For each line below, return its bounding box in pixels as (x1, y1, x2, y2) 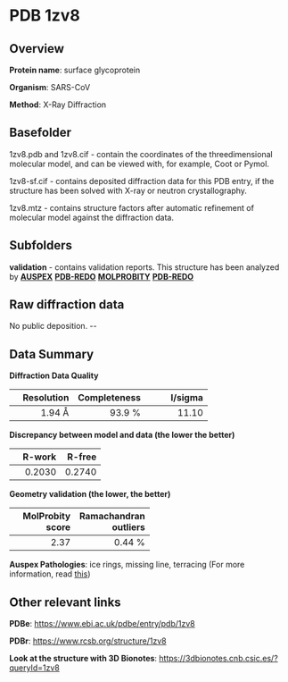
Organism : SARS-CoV (9, 82, 91, 92)
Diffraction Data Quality (9, 370, 99, 381)
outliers (111, 521, 145, 534)
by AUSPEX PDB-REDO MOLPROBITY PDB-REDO (9, 271, 194, 282)
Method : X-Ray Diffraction (9, 99, 107, 110)
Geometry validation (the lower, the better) (9, 489, 171, 500)
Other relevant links (9, 594, 122, 610)
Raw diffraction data (9, 297, 125, 313)
